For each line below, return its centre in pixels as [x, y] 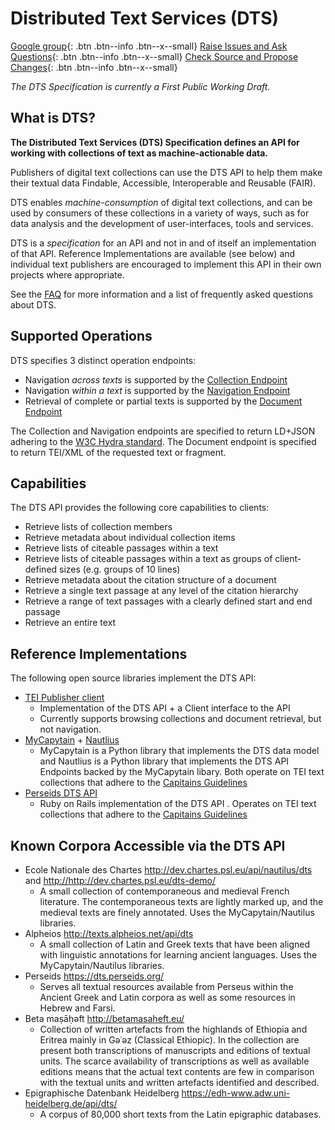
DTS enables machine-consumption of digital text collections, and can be [161, 202]
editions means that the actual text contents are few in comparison [177, 1071]
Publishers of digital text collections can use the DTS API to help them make [166, 172]
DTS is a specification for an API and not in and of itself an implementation [163, 243]
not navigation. [70, 729]
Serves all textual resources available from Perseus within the [166, 986]
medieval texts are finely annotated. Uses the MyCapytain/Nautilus [177, 912]
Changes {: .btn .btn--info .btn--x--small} [94, 67]
